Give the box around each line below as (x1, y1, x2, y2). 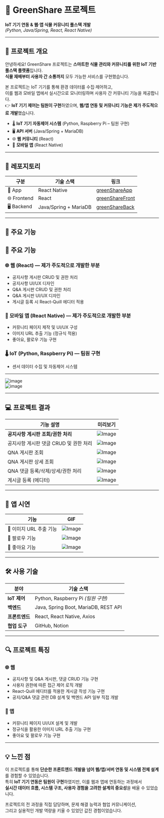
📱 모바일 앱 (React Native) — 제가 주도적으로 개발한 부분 (5, 312, 131, 319)
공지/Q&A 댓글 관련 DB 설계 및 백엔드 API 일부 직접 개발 (12, 694, 119, 700)
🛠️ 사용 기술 (5, 568, 38, 576)
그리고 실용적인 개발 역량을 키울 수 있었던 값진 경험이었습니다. (5, 808, 123, 814)
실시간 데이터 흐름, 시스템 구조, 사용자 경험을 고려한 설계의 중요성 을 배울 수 (5, 785, 145, 791)
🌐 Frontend (7, 194, 34, 201)
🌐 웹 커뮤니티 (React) (12, 136, 54, 141)
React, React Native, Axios (35, 613, 95, 620)
